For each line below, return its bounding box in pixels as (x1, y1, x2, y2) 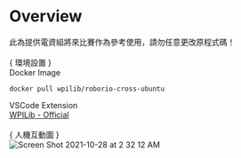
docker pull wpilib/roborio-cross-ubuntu (9, 84, 165, 93)
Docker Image (9, 67, 60, 77)
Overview (9, 6, 83, 27)
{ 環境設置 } (9, 57, 52, 67)
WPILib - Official (9, 109, 69, 120)
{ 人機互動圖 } (9, 129, 60, 139)
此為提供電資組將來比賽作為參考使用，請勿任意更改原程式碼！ (9, 36, 236, 47)
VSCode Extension (9, 99, 78, 110)
